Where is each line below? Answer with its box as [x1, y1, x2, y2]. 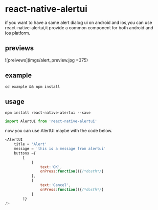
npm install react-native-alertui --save [5, 110, 91, 115]
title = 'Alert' [14, 142, 47, 147]
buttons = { [14, 150, 36, 156]
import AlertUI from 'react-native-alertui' [5, 119, 97, 124]
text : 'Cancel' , [40, 183, 71, 188]
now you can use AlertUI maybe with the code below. [5, 128, 113, 134]
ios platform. [5, 30, 31, 36]
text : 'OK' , [40, 165, 63, 169]
